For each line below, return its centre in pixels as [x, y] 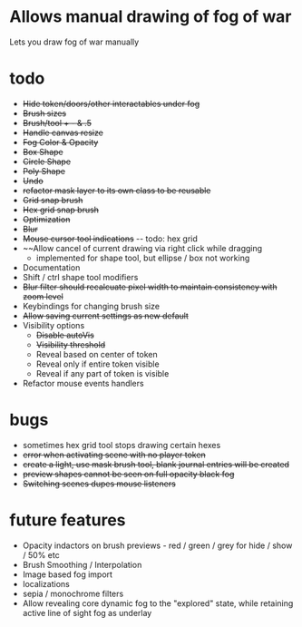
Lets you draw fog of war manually [74, 42]
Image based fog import [68, 574]
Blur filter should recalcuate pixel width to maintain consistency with [150, 287]
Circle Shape [46, 162]
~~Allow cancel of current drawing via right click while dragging [142, 248]
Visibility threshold [71, 344]
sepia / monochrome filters [73, 593]
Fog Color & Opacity [60, 142]
